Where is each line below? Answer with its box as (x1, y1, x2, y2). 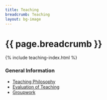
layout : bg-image (5, 16, 41, 21)
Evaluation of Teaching (12, 83, 60, 90)
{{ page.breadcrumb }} (5, 38, 103, 49)
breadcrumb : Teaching (5, 12, 50, 17)
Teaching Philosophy (12, 78, 56, 84)
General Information (5, 67, 55, 74)
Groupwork (12, 89, 36, 95)
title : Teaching (5, 7, 39, 12)
